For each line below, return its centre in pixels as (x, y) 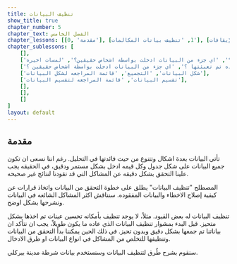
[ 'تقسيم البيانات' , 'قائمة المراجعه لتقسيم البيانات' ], (104, 80)
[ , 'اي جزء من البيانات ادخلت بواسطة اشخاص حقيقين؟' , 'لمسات (123, 60)
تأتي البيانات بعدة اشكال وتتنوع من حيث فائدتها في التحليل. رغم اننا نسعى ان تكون (114, 158)
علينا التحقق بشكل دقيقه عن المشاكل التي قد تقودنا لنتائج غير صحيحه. (98, 173)
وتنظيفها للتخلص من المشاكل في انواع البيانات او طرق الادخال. (89, 239)
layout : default (31, 113)
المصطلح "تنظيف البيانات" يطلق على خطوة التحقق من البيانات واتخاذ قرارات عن (113, 187)
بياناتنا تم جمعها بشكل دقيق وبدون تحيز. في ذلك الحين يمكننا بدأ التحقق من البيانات (114, 231)
